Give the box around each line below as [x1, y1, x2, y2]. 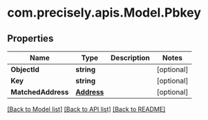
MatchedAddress [10, 87, 69, 96]
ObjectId [10, 65, 40, 74]
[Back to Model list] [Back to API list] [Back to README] [7, 105, 166, 113]
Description [110, 53, 150, 62]
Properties [7, 33, 54, 44]
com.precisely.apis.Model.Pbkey [7, 5, 202, 21]
